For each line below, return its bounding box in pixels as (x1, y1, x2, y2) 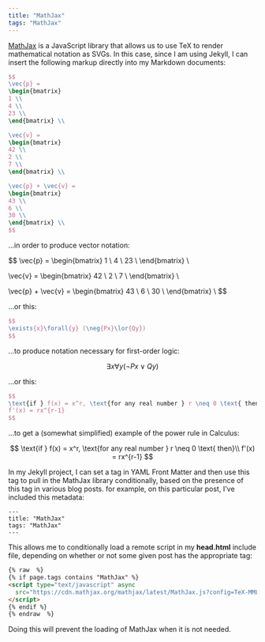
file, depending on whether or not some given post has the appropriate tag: (8, 551, 252, 561)
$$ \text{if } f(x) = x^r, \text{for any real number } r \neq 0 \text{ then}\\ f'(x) (9, 444, 256, 453)
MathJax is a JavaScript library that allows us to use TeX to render (8, 40, 223, 50)
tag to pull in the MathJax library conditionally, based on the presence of (8, 476, 244, 485)
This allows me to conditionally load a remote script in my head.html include (8, 542, 257, 552)
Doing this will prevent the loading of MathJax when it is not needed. (8, 625, 231, 634)
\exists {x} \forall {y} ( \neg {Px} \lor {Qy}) (8, 324, 147, 332)
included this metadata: (8, 493, 85, 502)
